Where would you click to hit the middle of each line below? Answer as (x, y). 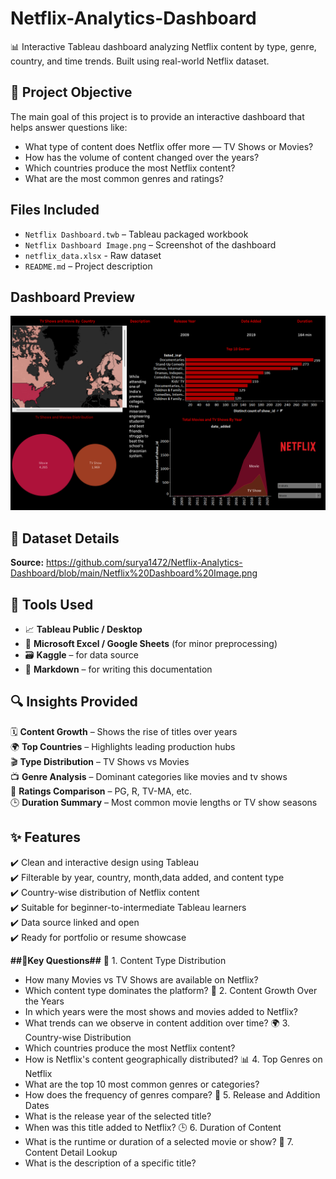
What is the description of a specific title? (110, 1163)
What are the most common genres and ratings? (124, 178)
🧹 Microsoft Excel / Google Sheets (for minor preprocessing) (151, 644)
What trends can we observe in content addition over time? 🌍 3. (157, 1023)
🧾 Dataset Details (65, 538)
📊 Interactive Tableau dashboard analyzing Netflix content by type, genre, (163, 46)
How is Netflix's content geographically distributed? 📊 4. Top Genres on (173, 1059)
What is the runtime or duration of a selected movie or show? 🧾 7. (159, 1141)
